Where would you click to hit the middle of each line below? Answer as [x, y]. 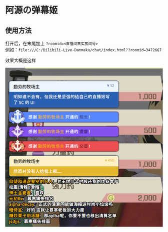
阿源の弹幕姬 [32, 10]
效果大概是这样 [20, 60]
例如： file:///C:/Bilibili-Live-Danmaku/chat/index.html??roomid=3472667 [83, 50]
